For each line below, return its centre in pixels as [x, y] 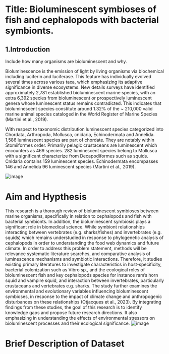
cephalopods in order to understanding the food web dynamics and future [82, 243]
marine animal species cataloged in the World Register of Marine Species [81, 114]
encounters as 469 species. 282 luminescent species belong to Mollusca [81, 151]
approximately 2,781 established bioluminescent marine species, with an [80, 93]
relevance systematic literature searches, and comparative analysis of [78, 254]
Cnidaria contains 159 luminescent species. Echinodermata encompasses [82, 161]
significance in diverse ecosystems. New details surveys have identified [80, 87]
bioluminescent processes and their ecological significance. [68, 323]
